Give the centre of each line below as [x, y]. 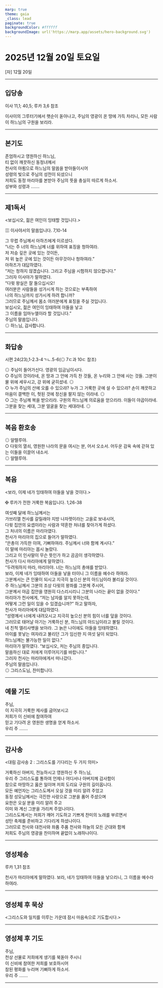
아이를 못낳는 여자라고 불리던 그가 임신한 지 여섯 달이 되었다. [62, 634]
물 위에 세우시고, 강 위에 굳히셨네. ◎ [40, 382]
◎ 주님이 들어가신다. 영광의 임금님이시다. [44, 370]
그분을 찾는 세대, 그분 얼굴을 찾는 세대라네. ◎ [48, 406]
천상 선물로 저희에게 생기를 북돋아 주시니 [43, 957]
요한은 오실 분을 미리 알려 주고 [33, 803]
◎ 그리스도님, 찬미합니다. [29, 670]
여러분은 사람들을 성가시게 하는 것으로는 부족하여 [51, 289]
